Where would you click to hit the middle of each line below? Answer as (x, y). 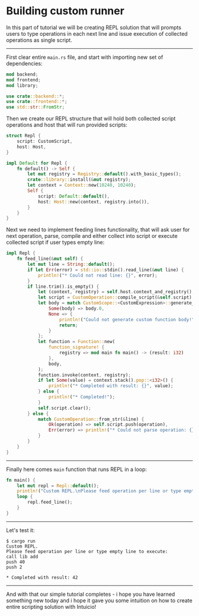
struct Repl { (24, 136)
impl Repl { (21, 253)
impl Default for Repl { (37, 163)
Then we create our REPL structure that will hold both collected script (91, 119)
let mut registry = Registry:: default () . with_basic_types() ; (105, 174)
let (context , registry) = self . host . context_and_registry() (115, 292)
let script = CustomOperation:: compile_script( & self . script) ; (116, 298)
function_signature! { (76, 347)
